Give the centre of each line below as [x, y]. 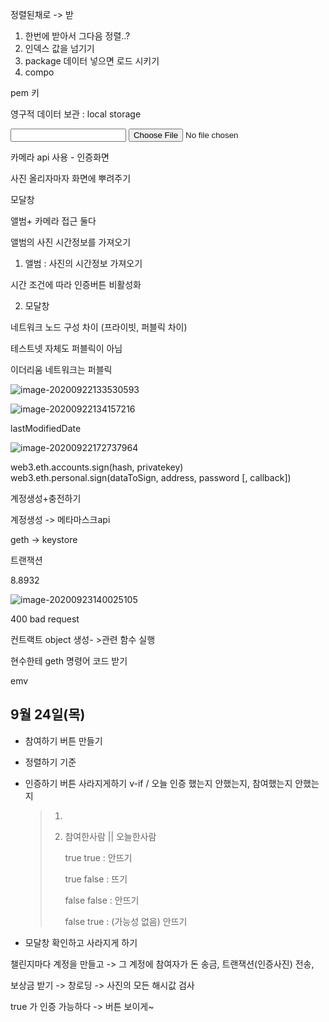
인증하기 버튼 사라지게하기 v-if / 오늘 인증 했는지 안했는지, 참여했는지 [158, 783]
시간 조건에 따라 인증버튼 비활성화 [76, 284]
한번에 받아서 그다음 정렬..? [77, 36]
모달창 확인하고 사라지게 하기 [81, 942]
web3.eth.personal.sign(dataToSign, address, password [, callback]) [151, 477]
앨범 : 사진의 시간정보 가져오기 [83, 263]
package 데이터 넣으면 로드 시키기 [92, 61]
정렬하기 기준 [50, 762]
